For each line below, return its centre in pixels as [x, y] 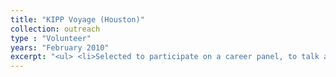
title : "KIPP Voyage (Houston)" [77, 19]
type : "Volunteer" [51, 38]
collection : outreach [55, 29]
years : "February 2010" [60, 47]
